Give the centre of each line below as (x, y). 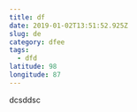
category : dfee (37, 42)
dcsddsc (25, 100)
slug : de (25, 34)
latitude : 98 (33, 67)
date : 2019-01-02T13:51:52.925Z (68, 26)
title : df (27, 17)
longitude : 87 (35, 75)
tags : (19, 50)
